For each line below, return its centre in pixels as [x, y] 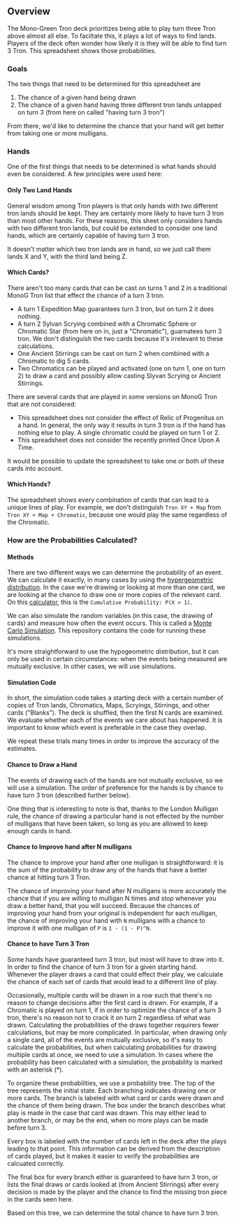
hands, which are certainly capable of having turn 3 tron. [89, 235]
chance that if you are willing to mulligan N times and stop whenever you [112, 898]
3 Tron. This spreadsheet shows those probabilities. [82, 50]
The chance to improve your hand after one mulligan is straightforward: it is [116, 862]
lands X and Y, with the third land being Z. [67, 256]
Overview [29, 12]
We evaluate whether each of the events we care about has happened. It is [115, 720]
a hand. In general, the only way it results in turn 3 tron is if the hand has [121, 425]
